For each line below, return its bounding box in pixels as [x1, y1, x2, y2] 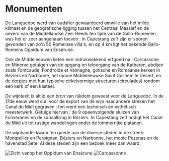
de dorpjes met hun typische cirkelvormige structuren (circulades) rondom [5, 78, 160, 84]
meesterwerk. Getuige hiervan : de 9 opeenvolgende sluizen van [5, 109, 139, 115]
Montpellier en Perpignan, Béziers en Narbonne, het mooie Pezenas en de [5, 135, 159, 141]
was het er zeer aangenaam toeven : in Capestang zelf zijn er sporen [5, 36, 148, 42]
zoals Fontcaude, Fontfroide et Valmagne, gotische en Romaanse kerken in [5, 67, 160, 73]
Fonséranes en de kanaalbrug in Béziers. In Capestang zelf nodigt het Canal [5, 114, 163, 120]
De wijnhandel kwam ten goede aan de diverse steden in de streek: [5, 129, 145, 135]
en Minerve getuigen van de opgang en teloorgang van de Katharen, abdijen [5, 62, 163, 68]
